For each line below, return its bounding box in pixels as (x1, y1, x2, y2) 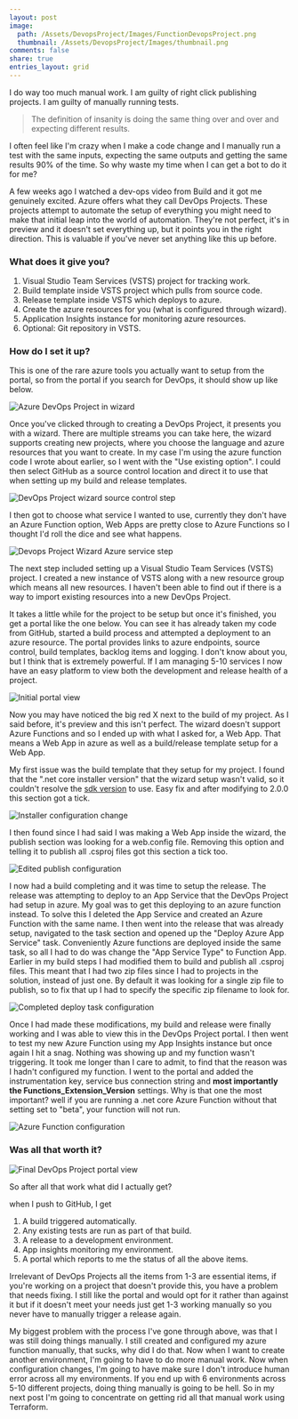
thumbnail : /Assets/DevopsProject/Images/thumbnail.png (17, 37, 229, 47)
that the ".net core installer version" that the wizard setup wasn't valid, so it (9, 774, 285, 785)
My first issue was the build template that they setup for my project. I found (9, 764, 285, 775)
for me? (9, 168, 37, 179)
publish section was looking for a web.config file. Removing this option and (9, 837, 285, 848)
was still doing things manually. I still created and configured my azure (9, 1335, 267, 1346)
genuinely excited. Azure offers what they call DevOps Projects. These (9, 195, 269, 206)
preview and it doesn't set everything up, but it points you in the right (9, 223, 262, 234)
